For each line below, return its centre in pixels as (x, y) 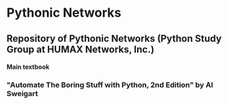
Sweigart (22, 94)
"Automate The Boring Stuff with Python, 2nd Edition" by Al (110, 85)
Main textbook (28, 67)
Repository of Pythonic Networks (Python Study (114, 39)
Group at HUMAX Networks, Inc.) (81, 49)
